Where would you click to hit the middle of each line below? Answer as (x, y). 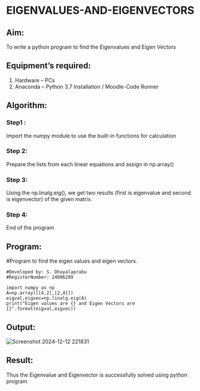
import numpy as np (31, 288)
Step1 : (16, 122)
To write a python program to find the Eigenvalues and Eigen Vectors (91, 47)
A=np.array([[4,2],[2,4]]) (40, 293)
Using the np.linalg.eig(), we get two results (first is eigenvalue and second (99, 193)
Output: (21, 327)
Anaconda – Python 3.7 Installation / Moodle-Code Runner (87, 86)
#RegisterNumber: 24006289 (40, 277)
